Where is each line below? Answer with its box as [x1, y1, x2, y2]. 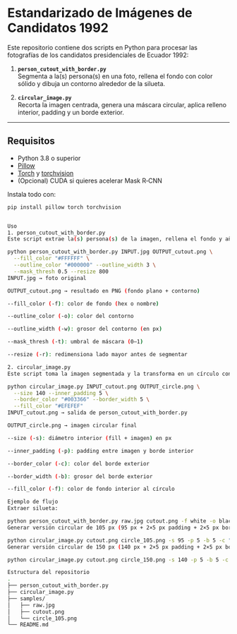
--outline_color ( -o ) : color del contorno [7, 312, 134, 320]
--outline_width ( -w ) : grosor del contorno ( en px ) [7, 326, 162, 333]
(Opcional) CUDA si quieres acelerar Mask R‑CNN [17, 176, 162, 185]
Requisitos [7, 135, 55, 147]
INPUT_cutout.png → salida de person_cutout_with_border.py [7, 409, 188, 417]
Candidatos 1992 [7, 20, 109, 36]
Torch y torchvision [17, 169, 74, 177]
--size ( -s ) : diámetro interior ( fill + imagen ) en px [7, 434, 172, 441]
